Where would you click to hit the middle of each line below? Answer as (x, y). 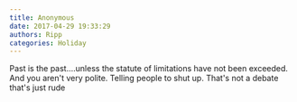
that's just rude (37, 88)
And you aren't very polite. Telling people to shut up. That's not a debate (144, 79)
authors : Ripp (36, 34)
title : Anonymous (42, 18)
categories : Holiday (48, 43)
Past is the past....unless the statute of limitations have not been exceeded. (149, 69)
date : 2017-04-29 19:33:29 (60, 26)
